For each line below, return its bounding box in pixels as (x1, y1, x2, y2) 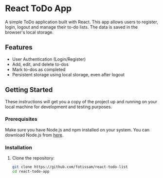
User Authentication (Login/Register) (12, 56, 86, 62)
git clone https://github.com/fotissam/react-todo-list (12, 164, 128, 170)
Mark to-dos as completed (12, 66, 66, 72)
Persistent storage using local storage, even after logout (12, 71, 125, 78)
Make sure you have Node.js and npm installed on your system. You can (5, 127, 150, 132)
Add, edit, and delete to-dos (12, 61, 69, 67)
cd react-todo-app (12, 169, 50, 174)
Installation (5, 144, 33, 151)
